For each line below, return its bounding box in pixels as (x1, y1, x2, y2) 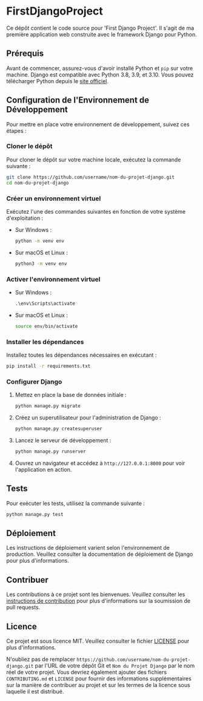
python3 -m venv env (15, 260, 67, 266)
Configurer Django (6, 378, 62, 386)
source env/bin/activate (15, 323, 78, 329)
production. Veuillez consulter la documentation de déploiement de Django (6, 550, 193, 558)
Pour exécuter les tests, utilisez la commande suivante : (6, 500, 145, 507)
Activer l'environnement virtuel (6, 275, 101, 283)
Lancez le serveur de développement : (15, 436, 111, 444)
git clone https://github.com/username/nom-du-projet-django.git (6, 174, 175, 180)
